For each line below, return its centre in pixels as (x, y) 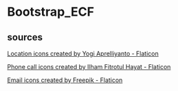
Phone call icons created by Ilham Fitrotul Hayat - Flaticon (89, 67)
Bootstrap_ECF (51, 12)
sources (25, 37)
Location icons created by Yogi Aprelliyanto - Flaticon (83, 53)
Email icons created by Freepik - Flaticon (65, 80)
